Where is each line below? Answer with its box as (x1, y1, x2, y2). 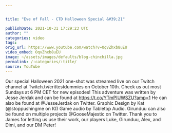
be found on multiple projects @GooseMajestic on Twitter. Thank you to (5, 111, 157, 117)
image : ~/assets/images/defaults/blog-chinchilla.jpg (5, 54, 123, 60)
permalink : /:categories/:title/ (5, 59, 77, 64)
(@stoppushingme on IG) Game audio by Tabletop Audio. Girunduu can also (5, 105, 166, 111)
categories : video (5, 35, 45, 41)
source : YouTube (5, 64, 40, 69)
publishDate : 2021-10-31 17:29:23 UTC (5, 26, 88, 31)
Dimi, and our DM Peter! (5, 122, 56, 128)
